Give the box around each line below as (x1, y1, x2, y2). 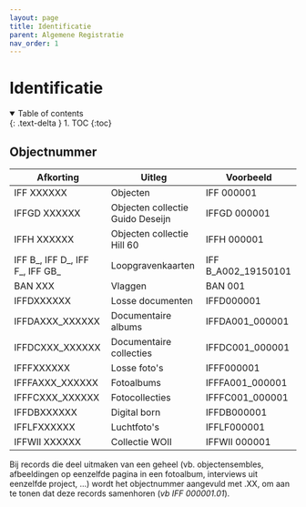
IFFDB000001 (205, 406, 268, 419)
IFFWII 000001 (205, 436, 271, 448)
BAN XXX (14, 279, 55, 292)
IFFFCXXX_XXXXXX (14, 391, 100, 403)
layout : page (9, 13, 59, 23)
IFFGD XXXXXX (14, 207, 81, 219)
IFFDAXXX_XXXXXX (14, 315, 100, 328)
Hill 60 (110, 238, 139, 251)
